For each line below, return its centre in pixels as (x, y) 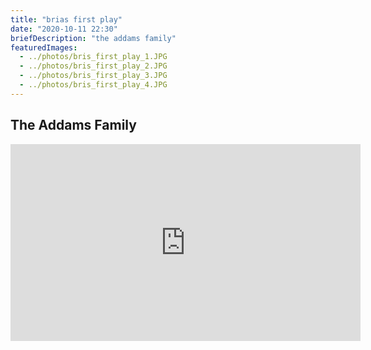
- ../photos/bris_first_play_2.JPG (93, 66)
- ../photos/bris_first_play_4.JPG (93, 85)
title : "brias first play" (66, 19)
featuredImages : (44, 47)
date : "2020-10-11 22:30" (64, 29)
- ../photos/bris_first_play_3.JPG (93, 76)
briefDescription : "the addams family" (93, 38)
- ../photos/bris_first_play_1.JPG (93, 57)
